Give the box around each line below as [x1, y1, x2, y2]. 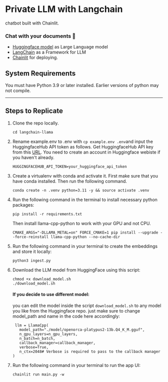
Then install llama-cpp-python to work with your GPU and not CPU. [12, 220, 151, 226]
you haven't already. [12, 154, 55, 160]
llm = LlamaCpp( [14, 323, 49, 328]
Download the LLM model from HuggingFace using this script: [12, 266, 140, 273]
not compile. [5, 87, 31, 93]
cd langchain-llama [12, 129, 53, 134]
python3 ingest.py [12, 258, 51, 263]
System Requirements [5, 69, 76, 77]
